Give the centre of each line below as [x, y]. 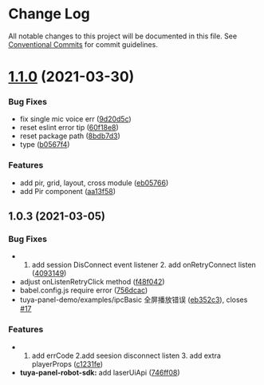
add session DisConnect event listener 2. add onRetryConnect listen [144, 265]
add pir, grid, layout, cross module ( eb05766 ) [94, 183]
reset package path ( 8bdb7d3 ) [70, 136]
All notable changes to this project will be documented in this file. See [123, 36]
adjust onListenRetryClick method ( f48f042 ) [92, 282]
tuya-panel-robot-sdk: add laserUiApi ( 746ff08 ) [100, 372]
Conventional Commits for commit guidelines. [83, 44]
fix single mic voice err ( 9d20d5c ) [75, 119]
